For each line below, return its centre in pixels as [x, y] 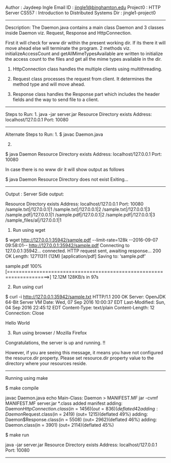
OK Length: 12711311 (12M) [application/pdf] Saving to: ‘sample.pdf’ [76, 256]
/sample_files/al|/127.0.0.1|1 [34, 220]
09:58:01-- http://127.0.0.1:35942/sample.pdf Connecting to [67, 245]
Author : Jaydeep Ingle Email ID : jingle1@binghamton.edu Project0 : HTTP [83, 7]
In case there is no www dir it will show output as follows [65, 169]
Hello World [18, 323]
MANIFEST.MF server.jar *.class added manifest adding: [64, 403]
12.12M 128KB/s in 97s [76, 277]
